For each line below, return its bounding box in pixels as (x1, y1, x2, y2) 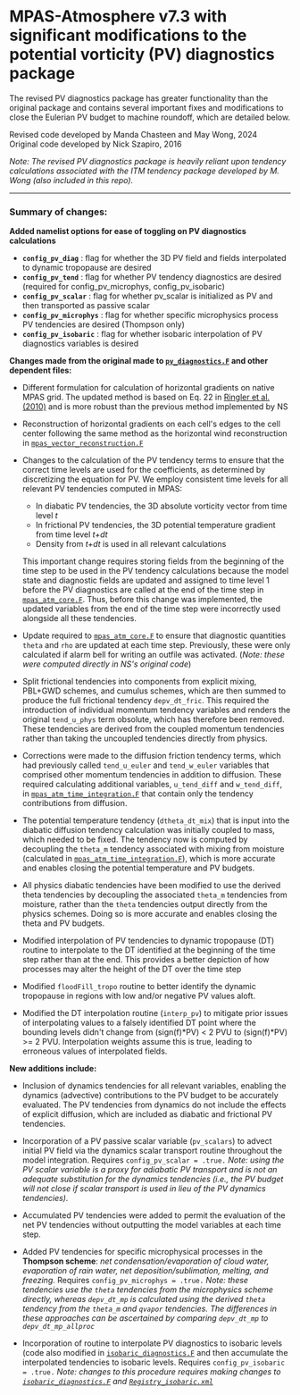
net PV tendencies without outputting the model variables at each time (21, 1220, 281, 1231)
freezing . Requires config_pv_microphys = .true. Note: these (21, 1275, 248, 1286)
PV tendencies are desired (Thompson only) (21, 319, 186, 330)
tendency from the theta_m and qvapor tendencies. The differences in (21, 1303, 277, 1315)
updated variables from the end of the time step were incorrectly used (21, 603, 281, 614)
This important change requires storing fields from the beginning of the (21, 556, 284, 567)
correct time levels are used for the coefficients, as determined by (21, 465, 266, 475)
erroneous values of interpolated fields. (21, 1046, 168, 1056)
